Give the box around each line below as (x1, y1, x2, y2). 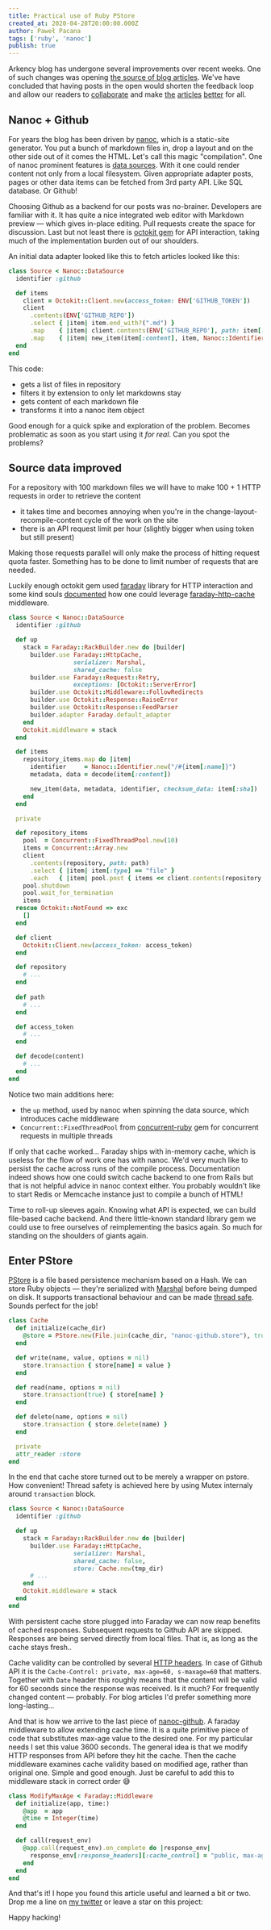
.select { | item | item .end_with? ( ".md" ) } (29, 320, 175, 328)
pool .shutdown (23, 881, 70, 890)
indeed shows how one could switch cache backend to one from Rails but (8, 1172, 254, 1182)
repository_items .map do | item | (23, 755, 131, 763)
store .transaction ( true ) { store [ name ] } (23, 1391, 164, 1399)
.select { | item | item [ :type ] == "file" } (29, 867, 175, 875)
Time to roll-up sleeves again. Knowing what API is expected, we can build (8, 1205, 256, 1214)
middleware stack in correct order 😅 (8, 1776, 131, 1786)
